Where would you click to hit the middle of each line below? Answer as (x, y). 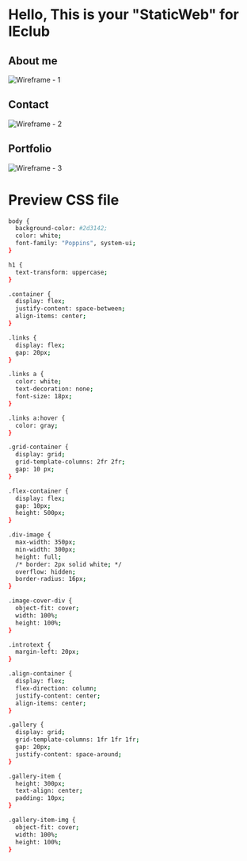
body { (19, 221)
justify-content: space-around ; (69, 754)
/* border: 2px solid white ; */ (69, 564)
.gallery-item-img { (42, 820)
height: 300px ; (40, 783)
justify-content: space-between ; (70, 309)
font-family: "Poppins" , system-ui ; (76, 244)
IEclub (29, 31)
